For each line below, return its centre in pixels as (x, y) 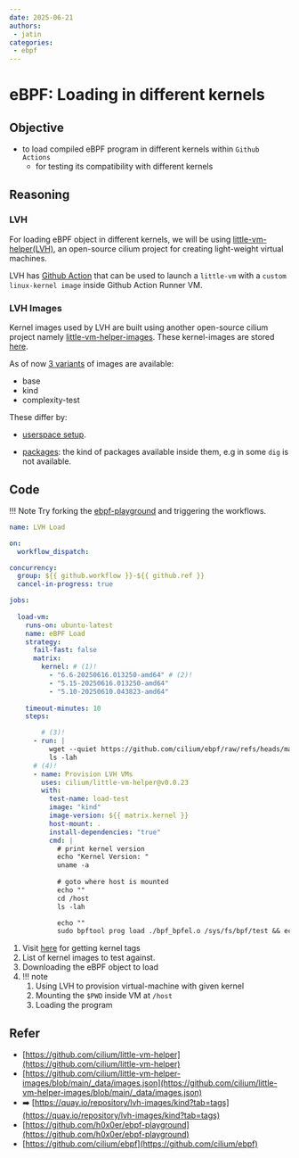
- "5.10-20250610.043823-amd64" (109, 691)
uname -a (73, 865)
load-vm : (33, 616)
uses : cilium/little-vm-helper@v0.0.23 (115, 782)
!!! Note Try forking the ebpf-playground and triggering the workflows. (138, 510)
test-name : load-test (89, 799)
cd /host (73, 898)
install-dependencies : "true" (105, 832)
